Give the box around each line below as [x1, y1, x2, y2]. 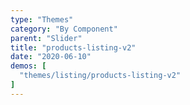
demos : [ [10, 61, 47, 71]
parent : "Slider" [10, 33, 83, 43]
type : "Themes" [10, 14, 74, 25]
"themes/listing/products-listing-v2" [19, 71, 182, 81]
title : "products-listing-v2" [10, 42, 137, 53]
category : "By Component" [10, 24, 118, 34]
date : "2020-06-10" [10, 52, 92, 62]
